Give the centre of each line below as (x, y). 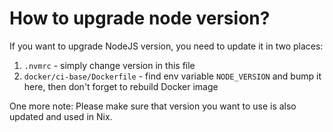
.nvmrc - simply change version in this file (109, 65)
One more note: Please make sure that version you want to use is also (153, 106)
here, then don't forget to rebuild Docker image (121, 86)
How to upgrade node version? (140, 18)
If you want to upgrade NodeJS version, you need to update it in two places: (166, 46)
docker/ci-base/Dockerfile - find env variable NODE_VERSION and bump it (172, 76)
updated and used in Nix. (61, 116)
